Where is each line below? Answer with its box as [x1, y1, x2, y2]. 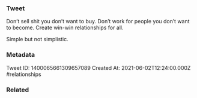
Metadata [6, 51, 35, 59]
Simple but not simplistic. [6, 36, 69, 43]
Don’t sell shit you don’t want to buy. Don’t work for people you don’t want [6, 18, 190, 25]
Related [6, 85, 29, 94]
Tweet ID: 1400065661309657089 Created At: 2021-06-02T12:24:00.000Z [6, 64, 191, 71]
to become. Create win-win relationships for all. [6, 24, 124, 31]
